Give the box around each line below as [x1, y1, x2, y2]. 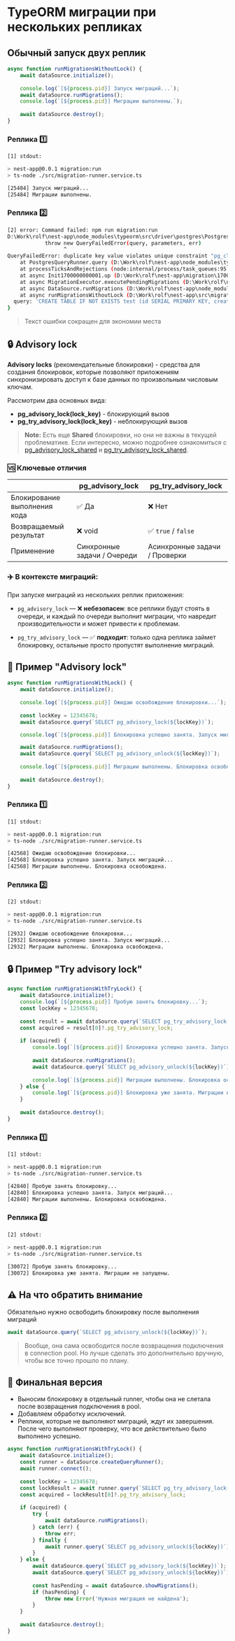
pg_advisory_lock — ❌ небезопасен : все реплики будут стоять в [17, 604, 210, 612]
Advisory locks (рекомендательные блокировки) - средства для [7, 361, 201, 369]
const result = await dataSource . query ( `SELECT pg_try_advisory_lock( [20, 1018, 230, 1025]
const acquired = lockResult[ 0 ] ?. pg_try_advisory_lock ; [20, 1491, 187, 1498]
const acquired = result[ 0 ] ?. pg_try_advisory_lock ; [20, 1024, 173, 1031]
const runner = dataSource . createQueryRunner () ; [20, 1459, 164, 1466]
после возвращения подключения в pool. [17, 1403, 141, 1411]
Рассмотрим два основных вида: [7, 396, 107, 405]
